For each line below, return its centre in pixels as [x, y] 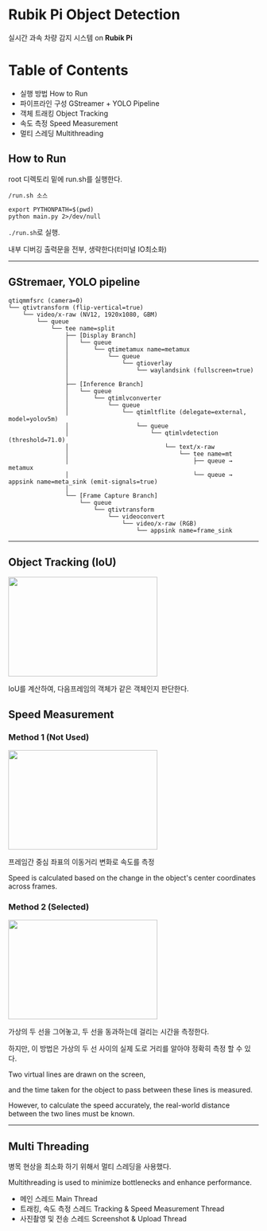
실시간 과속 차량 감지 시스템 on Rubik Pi [70, 37]
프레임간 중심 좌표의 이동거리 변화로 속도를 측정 [81, 862]
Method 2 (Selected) [49, 907]
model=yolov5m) [33, 419]
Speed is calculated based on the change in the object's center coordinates [132, 878]
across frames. [33, 886]
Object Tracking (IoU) [62, 562]
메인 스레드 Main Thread [58, 1199]
